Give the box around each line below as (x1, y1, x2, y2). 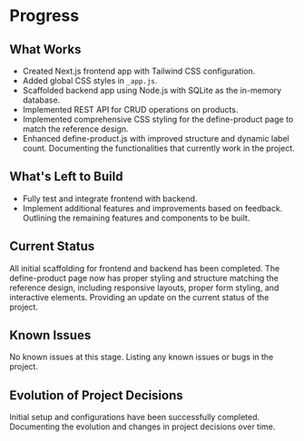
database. (22, 94, 61, 105)
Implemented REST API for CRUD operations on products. (22, 104, 239, 114)
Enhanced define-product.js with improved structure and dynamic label (22, 133, 289, 143)
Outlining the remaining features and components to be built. (22, 212, 250, 223)
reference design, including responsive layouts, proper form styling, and (9, 282, 279, 293)
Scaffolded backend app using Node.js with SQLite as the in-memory (22, 85, 282, 95)
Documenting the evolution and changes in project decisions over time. (9, 421, 276, 432)
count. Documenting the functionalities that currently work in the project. (22, 142, 295, 153)
